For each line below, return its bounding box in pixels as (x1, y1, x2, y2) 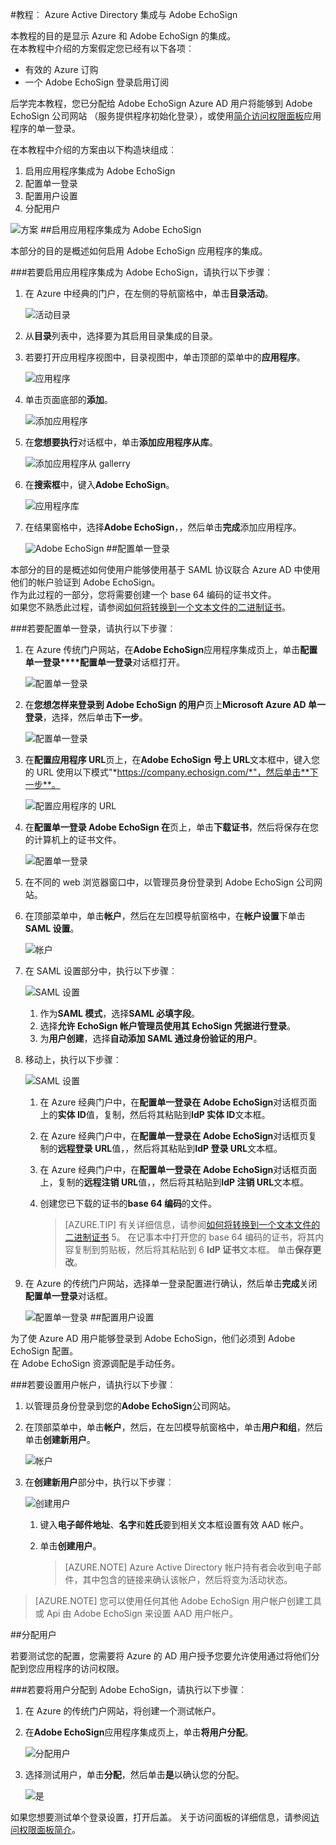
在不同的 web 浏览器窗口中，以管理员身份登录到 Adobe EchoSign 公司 (24, 876, 315, 888)
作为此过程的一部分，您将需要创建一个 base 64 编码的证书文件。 (10, 589, 277, 600)
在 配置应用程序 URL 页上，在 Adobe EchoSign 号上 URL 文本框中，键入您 (24, 754, 321, 765)
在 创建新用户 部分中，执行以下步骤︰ (24, 1476, 175, 1488)
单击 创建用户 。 (39, 1540, 102, 1552)
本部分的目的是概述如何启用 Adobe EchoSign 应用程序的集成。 (10, 245, 268, 257)
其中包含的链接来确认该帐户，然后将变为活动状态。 (82, 1574, 293, 1585)
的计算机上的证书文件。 (24, 834, 122, 845)
